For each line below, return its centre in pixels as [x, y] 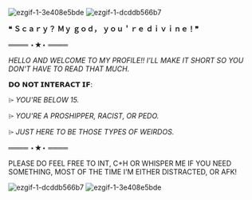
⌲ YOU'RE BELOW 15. [44, 100]
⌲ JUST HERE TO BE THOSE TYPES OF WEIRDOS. [91, 132]
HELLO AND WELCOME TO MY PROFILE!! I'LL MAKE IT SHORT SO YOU [126, 60]
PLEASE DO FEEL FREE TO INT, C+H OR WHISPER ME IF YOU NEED [120, 163]
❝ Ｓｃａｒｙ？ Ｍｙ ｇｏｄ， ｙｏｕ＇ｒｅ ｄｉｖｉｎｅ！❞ [104, 29]
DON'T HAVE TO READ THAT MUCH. [69, 69]
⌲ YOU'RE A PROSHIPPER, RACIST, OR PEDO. [84, 116]
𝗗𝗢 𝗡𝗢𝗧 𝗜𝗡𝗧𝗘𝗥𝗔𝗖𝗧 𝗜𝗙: [51, 84]
